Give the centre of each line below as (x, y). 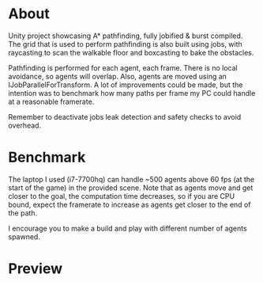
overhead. (25, 125)
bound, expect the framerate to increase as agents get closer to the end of (130, 204)
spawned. (24, 236)
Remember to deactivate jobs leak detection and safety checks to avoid (125, 116)
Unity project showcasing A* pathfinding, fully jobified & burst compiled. (126, 36)
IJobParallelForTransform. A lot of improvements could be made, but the (126, 85)
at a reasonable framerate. (51, 101)
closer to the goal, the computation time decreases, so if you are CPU (122, 196)
